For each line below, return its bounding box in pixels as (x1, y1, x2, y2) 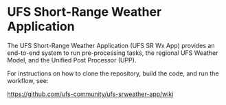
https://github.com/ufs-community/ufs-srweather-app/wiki (7, 90, 174, 98)
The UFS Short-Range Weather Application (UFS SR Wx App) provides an (7, 41, 215, 49)
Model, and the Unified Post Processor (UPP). (7, 56, 137, 64)
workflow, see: (7, 76, 49, 84)
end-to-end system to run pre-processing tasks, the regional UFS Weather (7, 49, 218, 57)
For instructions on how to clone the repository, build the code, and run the (7, 69, 219, 78)
